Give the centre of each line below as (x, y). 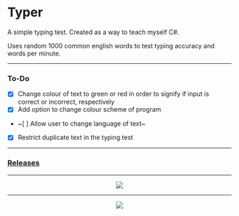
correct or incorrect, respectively (66, 102)
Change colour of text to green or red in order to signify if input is (113, 94)
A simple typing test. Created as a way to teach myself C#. (93, 32)
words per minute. (34, 53)
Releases (24, 163)
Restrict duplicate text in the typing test (75, 137)
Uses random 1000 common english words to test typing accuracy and (111, 45)
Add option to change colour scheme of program (89, 109)
